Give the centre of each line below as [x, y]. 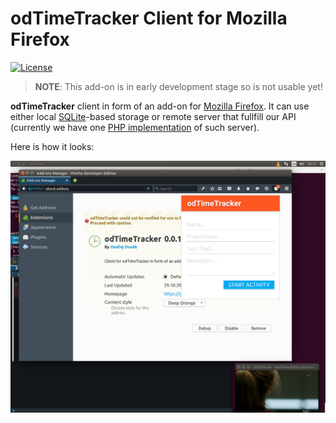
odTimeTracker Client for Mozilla [149, 18]
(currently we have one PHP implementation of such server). [135, 127]
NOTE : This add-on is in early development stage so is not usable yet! [178, 86]
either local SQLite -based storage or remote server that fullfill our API [153, 116]
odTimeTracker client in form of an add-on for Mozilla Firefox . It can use [160, 106]
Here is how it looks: [52, 146]
